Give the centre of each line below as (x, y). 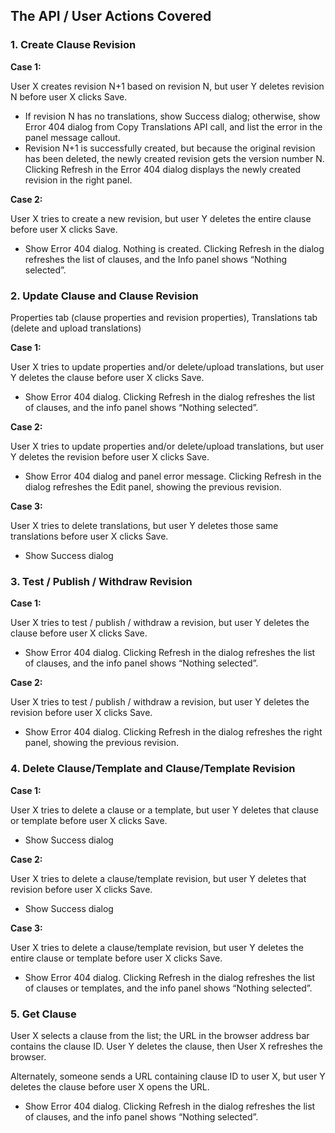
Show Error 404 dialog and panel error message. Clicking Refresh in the (173, 476)
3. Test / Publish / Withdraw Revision (101, 581)
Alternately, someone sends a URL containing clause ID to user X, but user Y (168, 1076)
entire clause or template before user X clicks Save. (116, 958)
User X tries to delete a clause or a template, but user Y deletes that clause (165, 810)
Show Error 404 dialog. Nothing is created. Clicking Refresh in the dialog (174, 248)
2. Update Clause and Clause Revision (104, 296)
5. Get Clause (43, 1014)
